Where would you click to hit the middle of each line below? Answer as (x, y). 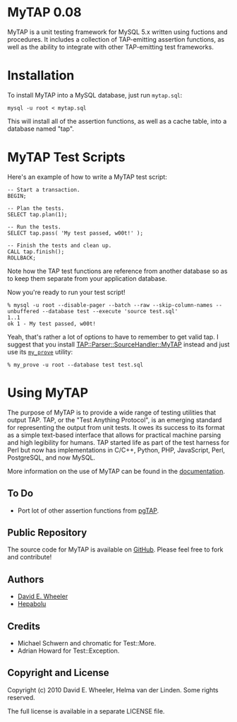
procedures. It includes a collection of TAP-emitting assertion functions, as (116, 39)
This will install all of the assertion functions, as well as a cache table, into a (117, 121)
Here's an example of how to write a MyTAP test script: (87, 177)
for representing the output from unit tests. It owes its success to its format (116, 427)
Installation (41, 76)
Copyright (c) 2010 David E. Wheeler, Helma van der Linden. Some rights (113, 689)
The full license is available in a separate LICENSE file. (86, 711)
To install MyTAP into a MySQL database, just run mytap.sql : (95, 95)
